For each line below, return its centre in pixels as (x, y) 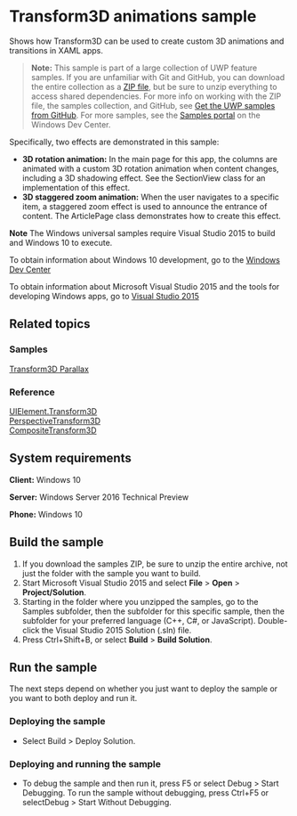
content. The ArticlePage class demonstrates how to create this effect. (152, 216)
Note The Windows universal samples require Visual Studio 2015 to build (142, 233)
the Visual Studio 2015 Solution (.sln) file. (116, 630)
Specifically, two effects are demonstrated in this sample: (114, 142)
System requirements (70, 458)
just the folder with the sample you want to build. (112, 573)
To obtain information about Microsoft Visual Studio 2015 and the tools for (144, 286)
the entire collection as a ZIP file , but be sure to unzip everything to (154, 86)
